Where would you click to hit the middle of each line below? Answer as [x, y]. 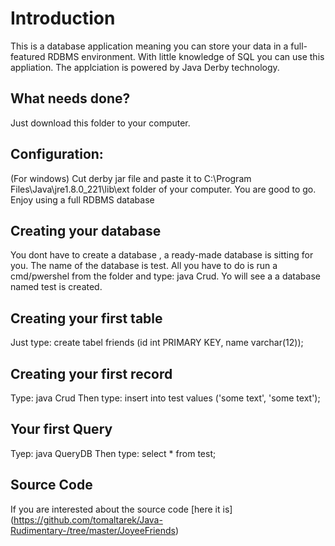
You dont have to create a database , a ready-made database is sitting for [162, 255]
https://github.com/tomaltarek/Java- [88, 519]
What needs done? [70, 98]
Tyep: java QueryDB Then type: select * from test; [113, 453]
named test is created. [56, 287]
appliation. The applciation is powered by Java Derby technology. [145, 67]
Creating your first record [91, 373]
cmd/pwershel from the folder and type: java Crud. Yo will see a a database [165, 276]
